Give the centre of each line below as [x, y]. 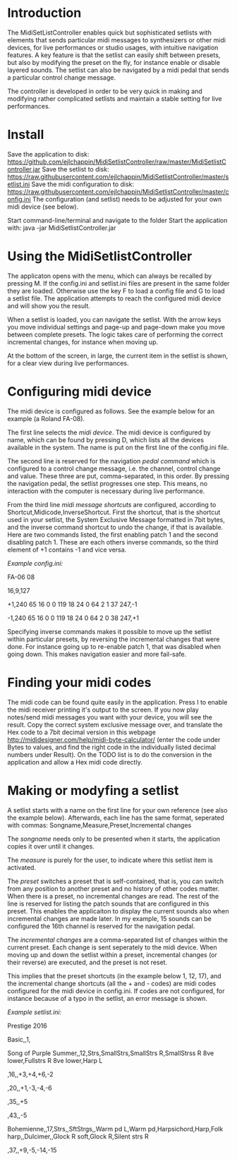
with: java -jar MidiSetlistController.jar [62, 228]
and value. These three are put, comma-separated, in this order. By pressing [118, 476]
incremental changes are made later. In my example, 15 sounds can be [109, 918]
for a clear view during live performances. [68, 363]
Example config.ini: [35, 563]
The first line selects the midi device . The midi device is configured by [109, 432]
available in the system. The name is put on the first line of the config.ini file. [118, 447]
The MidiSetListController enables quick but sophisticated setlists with [109, 32]
